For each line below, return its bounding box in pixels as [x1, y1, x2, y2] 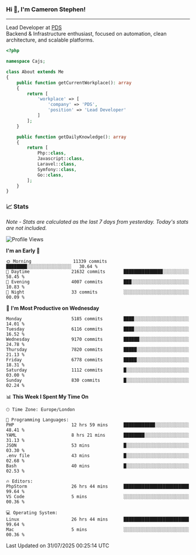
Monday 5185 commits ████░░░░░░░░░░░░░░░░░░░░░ [6, 316, 190, 321]
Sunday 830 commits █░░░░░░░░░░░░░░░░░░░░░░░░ [6, 377, 190, 383]
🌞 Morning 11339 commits [6, 258, 107, 264]
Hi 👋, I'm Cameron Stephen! [6, 5, 86, 13]
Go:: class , [37, 172, 64, 178]
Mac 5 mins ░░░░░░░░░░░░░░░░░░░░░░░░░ [6, 526, 190, 532]
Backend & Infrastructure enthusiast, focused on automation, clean [6, 30, 167, 37]
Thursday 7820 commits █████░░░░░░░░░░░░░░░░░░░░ [6, 347, 190, 352]
